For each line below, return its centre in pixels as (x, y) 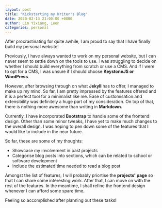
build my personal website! (32, 47)
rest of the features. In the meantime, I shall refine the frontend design (75, 186)
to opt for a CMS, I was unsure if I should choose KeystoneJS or (70, 71)
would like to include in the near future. (44, 132)
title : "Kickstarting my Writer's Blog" (47, 14)
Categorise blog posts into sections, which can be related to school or (82, 156)
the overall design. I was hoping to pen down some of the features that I (77, 126)
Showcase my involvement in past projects (55, 151)
